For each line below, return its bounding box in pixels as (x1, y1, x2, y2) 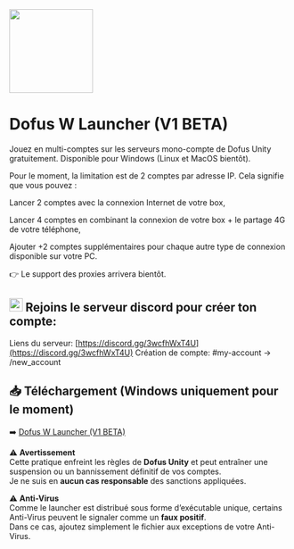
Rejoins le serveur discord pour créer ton (25, 300, 257, 315)
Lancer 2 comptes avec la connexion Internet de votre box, (9, 196, 225, 208)
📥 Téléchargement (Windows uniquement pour (9, 384, 279, 399)
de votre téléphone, (9, 223, 82, 235)
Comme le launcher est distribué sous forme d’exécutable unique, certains (9, 502, 283, 512)
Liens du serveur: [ (9, 337, 78, 348)
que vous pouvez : (9, 179, 78, 190)
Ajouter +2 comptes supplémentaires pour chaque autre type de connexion (9, 241, 286, 252)
